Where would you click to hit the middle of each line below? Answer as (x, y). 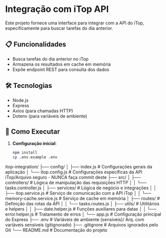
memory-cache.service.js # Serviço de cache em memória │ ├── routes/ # (83, 198)
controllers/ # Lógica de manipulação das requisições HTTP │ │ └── (76, 183)
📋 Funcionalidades (36, 44)
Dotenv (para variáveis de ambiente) (50, 116)
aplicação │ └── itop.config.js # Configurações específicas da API (74, 172)
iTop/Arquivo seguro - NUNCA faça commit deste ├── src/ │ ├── (73, 177)
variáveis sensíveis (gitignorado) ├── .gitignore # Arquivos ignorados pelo (82, 225)
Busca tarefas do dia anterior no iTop (50, 59)
